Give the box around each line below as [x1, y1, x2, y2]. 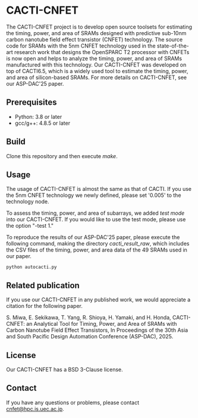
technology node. [6, 198, 49, 205]
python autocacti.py [6, 264, 58, 271]
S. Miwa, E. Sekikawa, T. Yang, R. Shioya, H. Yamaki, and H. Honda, [6, 314, 171, 321]
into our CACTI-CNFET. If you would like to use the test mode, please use [6, 216, 186, 223]
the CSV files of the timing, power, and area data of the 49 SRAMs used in [6, 246, 187, 253]
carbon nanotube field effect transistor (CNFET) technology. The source [6, 36, 183, 43]
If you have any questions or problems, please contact [6, 399, 140, 406]
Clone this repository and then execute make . [6, 152, 118, 159]
